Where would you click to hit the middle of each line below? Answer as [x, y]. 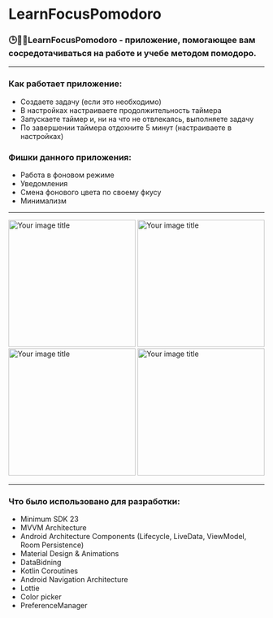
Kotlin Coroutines [49, 571]
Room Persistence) [52, 545]
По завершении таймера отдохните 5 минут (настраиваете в [126, 128]
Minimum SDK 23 [49, 519]
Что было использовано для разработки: [94, 501]
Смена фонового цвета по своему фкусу [91, 193]
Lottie [30, 588]
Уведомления [44, 184]
